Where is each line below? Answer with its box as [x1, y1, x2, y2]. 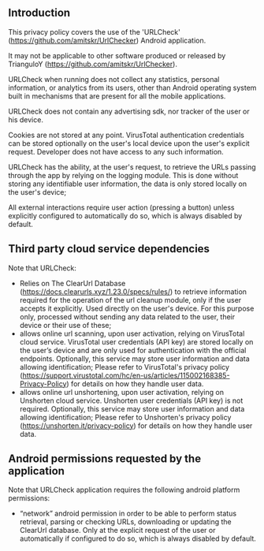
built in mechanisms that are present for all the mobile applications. [8, 91, 226, 101]
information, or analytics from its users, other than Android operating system [8, 83, 257, 92]
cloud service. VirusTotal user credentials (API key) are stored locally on [19, 337, 254, 346]
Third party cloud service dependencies [8, 242, 210, 255]
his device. [8, 114, 43, 125]
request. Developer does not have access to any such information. [8, 147, 225, 156]
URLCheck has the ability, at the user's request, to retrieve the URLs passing [8, 162, 256, 172]
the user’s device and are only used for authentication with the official [19, 345, 247, 355]
